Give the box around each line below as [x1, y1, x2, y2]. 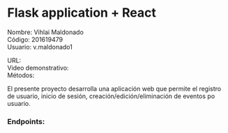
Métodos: [7, 71, 35, 79]
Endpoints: [7, 116, 45, 126]
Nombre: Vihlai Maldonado [7, 28, 84, 36]
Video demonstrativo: [7, 63, 69, 72]
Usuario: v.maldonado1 [7, 42, 73, 51]
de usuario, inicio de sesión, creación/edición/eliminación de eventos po [7, 92, 215, 100]
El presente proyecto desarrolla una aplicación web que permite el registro [7, 84, 222, 93]
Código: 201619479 [7, 35, 63, 43]
